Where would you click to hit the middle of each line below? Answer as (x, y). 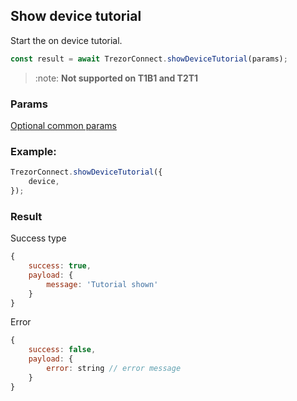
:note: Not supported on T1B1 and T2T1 (116, 78)
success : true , (60, 266)
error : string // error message (114, 369)
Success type (38, 238)
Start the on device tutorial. (66, 40)
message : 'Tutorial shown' (102, 284)
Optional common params (63, 125)
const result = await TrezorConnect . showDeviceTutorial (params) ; (149, 59)
